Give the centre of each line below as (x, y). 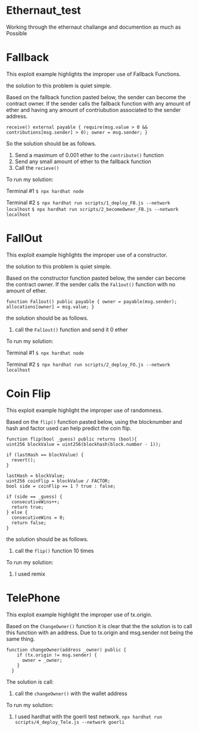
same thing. (21, 639)
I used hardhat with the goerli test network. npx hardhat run (88, 716)
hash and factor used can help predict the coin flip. (69, 428)
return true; (28, 507)
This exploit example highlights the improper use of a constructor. (87, 255)
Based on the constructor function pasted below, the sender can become (96, 278)
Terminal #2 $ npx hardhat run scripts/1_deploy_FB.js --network (88, 202)
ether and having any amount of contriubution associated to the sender (94, 110)
